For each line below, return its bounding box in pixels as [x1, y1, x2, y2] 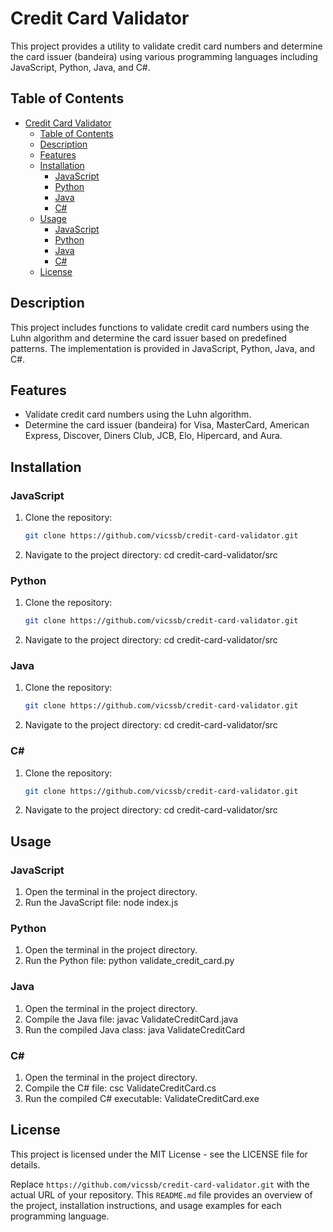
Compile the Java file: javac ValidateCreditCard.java [24, 1013, 239, 1025]
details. [10, 1158, 41, 1171]
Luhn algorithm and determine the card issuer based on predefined [10, 332, 287, 344]
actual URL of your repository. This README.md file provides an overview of [10, 1188, 313, 1201]
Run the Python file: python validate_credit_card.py [24, 955, 235, 967]
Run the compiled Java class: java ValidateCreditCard [24, 1023, 246, 1036]
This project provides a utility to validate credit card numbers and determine [10, 40, 323, 52]
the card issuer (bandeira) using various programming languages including [10, 50, 318, 62]
